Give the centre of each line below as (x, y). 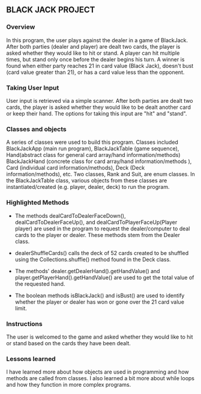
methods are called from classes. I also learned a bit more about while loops (100, 378)
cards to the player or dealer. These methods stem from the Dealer (97, 235)
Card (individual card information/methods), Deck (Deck (76, 168)
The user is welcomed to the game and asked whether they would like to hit (100, 337)
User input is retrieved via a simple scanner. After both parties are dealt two (100, 100)
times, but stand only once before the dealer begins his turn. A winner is (95, 59)
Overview (21, 27)
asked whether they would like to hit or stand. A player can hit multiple (93, 53)
